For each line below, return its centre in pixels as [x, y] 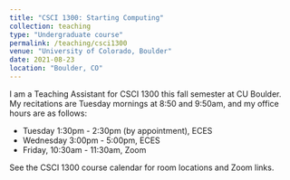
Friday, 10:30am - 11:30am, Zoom [84, 149]
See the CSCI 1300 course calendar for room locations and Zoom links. [142, 167]
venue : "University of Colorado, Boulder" [91, 52]
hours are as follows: [48, 113]
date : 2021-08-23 [42, 60]
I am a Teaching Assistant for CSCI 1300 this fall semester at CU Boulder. [145, 94]
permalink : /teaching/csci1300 [68, 43]
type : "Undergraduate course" [67, 34]
